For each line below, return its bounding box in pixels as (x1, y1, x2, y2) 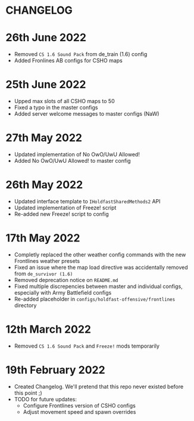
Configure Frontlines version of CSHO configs (23, 402, 136, 409)
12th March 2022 (5, 323, 92, 336)
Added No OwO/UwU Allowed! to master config (14, 157, 132, 164)
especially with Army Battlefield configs (14, 289, 112, 296)
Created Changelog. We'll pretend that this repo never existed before (14, 383, 184, 390)
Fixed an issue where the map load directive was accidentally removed (14, 264, 188, 271)
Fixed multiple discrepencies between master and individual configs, (14, 283, 183, 290)
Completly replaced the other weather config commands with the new (14, 251, 186, 258)
